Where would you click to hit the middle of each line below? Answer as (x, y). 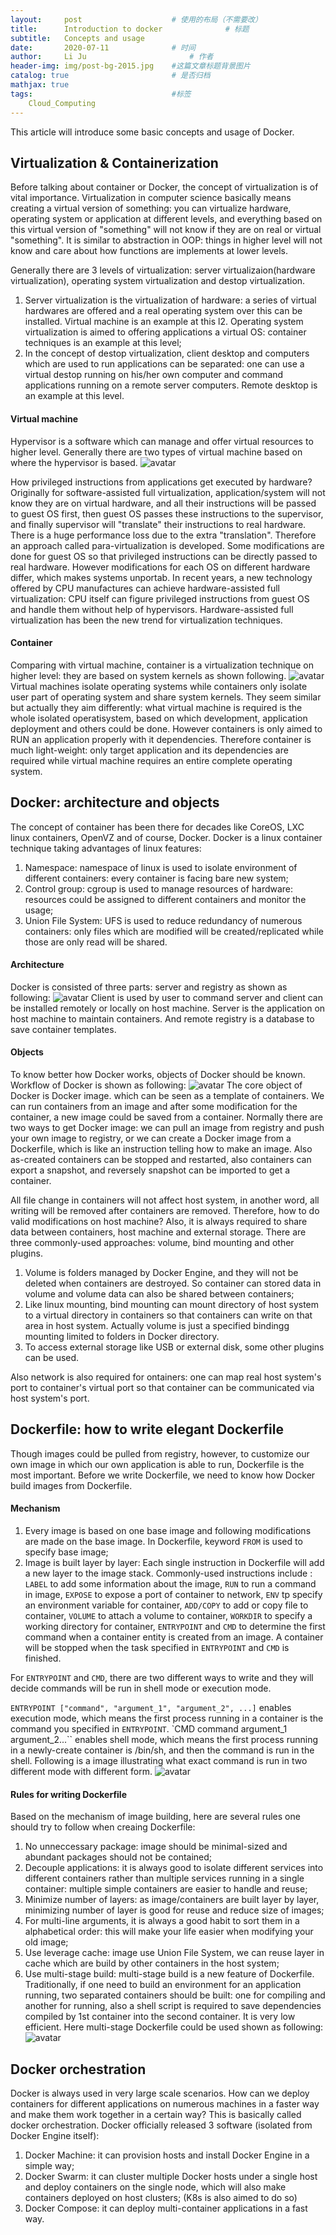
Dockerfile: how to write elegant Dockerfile (147, 1429)
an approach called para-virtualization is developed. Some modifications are (167, 545)
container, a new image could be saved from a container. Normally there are (166, 1117)
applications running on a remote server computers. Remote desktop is (171, 385)
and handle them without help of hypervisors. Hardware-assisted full (152, 609)
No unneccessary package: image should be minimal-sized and (156, 1847)
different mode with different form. (81, 1771)
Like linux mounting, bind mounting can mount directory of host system (172, 1304)
